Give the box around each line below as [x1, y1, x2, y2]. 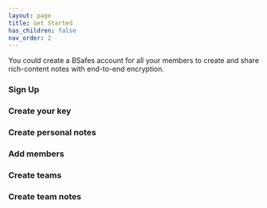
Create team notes [8, 190, 82, 202]
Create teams [8, 169, 62, 180]
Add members [8, 148, 65, 159]
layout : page [8, 11, 52, 20]
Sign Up [8, 84, 40, 96]
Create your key [8, 105, 72, 116]
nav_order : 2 [8, 33, 52, 42]
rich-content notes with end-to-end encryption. [8, 65, 165, 74]
